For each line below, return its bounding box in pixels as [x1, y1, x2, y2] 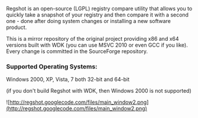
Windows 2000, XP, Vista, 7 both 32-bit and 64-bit [6, 76, 130, 83]
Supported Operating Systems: [6, 62, 98, 70]
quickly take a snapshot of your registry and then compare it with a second [6, 11, 189, 18]
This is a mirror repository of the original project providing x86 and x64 [6, 35, 179, 42]
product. [6, 24, 27, 31]
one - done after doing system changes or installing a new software [6, 18, 171, 24]
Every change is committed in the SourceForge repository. [6, 48, 148, 55]
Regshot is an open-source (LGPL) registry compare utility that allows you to [6, 5, 193, 12]
